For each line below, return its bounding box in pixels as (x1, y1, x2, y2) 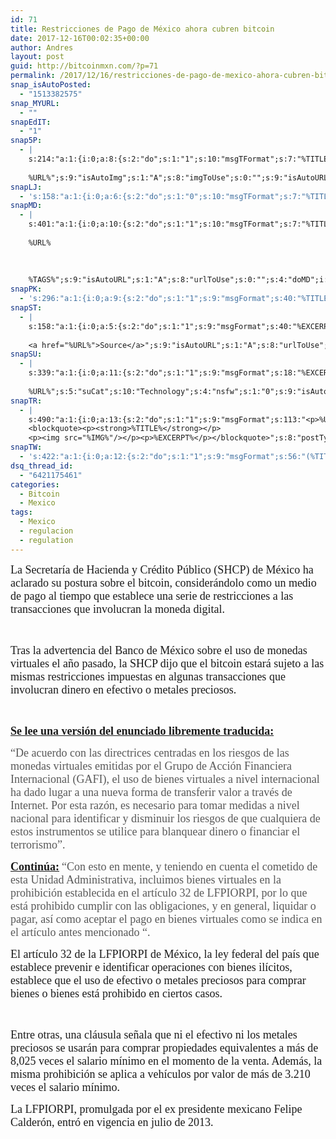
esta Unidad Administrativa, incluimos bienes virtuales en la (10, 872, 282, 886)
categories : (10, 479, 60, 490)
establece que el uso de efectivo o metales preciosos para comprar (10, 973, 307, 987)
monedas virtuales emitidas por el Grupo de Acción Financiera (10, 759, 292, 773)
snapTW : (10, 442, 43, 453)
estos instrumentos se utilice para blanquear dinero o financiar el (10, 824, 301, 838)
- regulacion (19, 526, 74, 536)
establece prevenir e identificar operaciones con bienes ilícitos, (10, 960, 293, 974)
